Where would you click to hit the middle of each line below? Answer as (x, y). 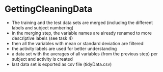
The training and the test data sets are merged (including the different (82, 23)
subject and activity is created (42, 59)
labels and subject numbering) (42, 27)
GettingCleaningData (49, 9)
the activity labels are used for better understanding (64, 48)
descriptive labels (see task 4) (42, 38)
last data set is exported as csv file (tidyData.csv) (62, 64)
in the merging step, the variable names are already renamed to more (82, 33)
